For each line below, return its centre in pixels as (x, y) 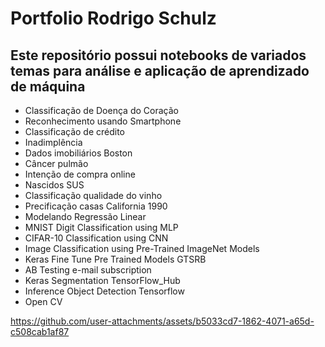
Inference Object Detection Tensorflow (104, 291)
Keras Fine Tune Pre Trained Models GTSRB (115, 259)
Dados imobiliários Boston (78, 153)
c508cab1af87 (40, 331)
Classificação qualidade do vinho (93, 195)
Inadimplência (53, 142)
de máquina (48, 86)
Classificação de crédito (75, 131)
